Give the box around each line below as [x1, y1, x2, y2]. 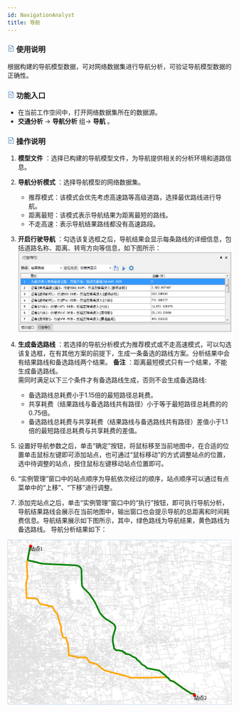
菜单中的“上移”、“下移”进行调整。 [17, 484, 117, 492]
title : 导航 [7, 18, 41, 26]
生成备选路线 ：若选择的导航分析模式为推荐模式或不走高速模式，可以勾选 [17, 340, 232, 349]
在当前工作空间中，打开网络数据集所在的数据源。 [17, 108, 161, 117]
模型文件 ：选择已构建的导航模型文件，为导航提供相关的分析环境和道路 [17, 154, 225, 163]
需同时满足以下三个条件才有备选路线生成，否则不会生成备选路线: [17, 376, 207, 384]
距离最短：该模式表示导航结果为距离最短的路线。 [28, 211, 172, 220]
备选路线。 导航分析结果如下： [17, 525, 107, 533]
